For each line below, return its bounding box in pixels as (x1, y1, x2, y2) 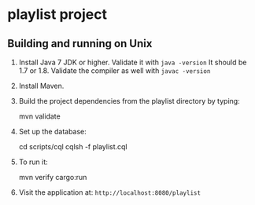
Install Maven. (18, 81, 65, 90)
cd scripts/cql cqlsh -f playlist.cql (18, 142, 128, 151)
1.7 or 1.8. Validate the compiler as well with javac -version (18, 66, 211, 75)
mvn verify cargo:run (18, 173, 87, 181)
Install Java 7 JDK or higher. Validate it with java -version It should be (18, 57, 247, 67)
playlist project (7, 5, 108, 24)
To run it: (18, 157, 48, 167)
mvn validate (18, 112, 61, 121)
